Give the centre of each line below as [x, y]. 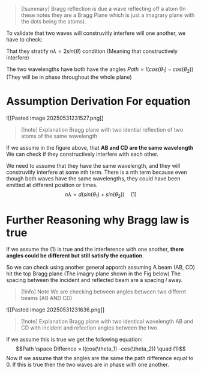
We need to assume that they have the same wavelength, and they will [93, 165]
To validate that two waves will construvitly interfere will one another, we [96, 33]
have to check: [25, 39]
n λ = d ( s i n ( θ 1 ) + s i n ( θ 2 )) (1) [101, 195]
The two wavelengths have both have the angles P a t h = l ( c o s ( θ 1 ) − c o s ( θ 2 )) [100, 70]
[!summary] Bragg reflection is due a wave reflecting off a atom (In [103, 9]
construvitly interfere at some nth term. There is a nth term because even [97, 172]
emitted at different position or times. [52, 185]
